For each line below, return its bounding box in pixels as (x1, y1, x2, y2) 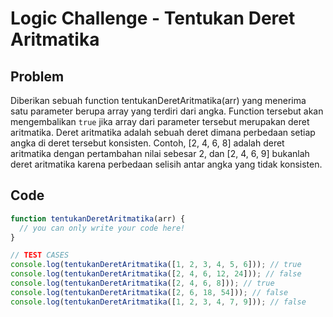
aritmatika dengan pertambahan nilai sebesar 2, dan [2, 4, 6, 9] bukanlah (10, 148, 310, 159)
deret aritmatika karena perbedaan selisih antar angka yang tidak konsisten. (10, 158, 323, 170)
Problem (10, 68, 65, 85)
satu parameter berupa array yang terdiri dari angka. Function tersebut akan (10, 105, 324, 117)
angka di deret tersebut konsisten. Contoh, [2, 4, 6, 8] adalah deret (10, 137, 285, 149)
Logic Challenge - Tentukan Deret (10, 7, 296, 30)
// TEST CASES (10, 250, 70, 261)
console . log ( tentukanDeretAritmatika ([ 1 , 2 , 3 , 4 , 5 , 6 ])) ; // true (10, 260, 302, 270)
